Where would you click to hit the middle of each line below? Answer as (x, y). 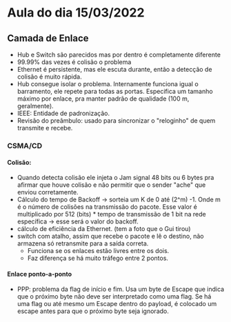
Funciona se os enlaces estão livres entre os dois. (98, 251)
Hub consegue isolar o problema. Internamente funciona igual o (108, 84)
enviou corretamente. (48, 192)
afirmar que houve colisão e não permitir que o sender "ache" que (111, 185)
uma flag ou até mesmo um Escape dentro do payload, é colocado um (117, 304)
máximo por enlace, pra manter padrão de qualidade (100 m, (103, 99)
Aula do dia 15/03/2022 (76, 13)
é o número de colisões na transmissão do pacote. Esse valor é (107, 207)
